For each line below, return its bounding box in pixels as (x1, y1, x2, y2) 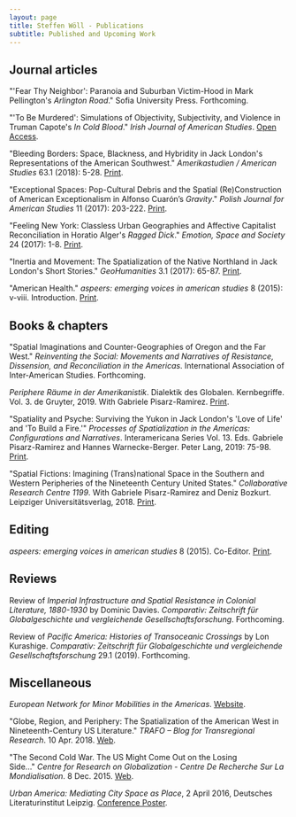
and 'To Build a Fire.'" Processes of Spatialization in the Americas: (9, 423, 250, 433)
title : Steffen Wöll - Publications (9, 21, 144, 30)
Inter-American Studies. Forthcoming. (9, 370, 147, 380)
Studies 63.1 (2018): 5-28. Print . (9, 167, 124, 178)
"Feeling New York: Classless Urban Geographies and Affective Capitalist (9, 221, 277, 231)
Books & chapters (9, 318, 109, 333)
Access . (9, 131, 39, 142)
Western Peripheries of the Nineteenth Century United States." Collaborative (9, 478, 288, 488)
